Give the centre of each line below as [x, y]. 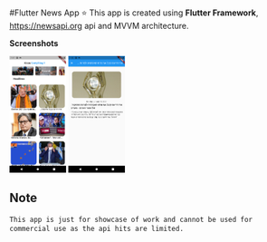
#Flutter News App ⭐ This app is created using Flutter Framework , [134, 13]
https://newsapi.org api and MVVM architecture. [99, 26]
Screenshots [34, 43]
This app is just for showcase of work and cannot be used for [131, 220]
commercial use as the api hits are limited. [96, 229]
